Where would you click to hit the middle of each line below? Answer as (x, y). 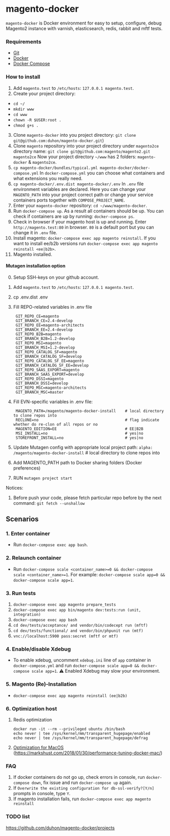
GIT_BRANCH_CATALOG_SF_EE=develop (52, 365)
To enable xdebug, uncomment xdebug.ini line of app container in (82, 660)
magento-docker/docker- (125, 168)
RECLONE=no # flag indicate (87, 420)
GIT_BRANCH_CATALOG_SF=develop (49, 356)
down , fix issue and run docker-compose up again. (82, 783)
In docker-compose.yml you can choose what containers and (102, 173)
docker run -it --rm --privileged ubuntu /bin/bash (69, 729)
